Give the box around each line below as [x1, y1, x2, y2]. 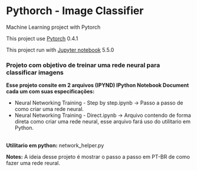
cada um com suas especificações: [6, 88, 95, 95]
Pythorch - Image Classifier [6, 4, 144, 18]
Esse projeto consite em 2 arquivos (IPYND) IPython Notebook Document [6, 82, 189, 89]
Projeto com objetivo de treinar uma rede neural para [6, 61, 160, 69]
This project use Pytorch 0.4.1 [6, 35, 78, 42]
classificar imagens [6, 68, 64, 76]
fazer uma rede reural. [6, 160, 60, 167]
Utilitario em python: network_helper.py [6, 142, 104, 149]
